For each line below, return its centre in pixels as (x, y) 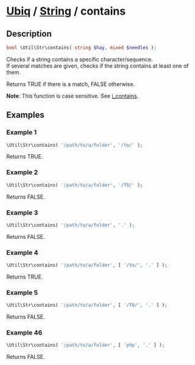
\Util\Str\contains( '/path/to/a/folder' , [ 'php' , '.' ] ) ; (86, 346)
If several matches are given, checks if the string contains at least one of (97, 66)
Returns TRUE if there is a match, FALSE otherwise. (71, 84)
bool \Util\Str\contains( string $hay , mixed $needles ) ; (81, 48)
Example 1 (22, 132)
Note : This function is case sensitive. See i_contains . (73, 96)
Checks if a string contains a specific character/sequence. (80, 59)
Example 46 (24, 333)
